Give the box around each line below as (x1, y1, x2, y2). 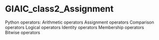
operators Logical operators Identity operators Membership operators (5, 24, 144, 30)
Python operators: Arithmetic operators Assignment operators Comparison (5, 19, 154, 25)
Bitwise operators (5, 29, 40, 35)
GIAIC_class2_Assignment (5, 3, 114, 14)
